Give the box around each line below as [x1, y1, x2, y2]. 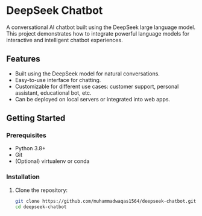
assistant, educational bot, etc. [14, 89, 92, 97]
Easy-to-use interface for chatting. [14, 76, 101, 83]
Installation [6, 173, 40, 181]
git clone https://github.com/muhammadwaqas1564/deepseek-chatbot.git [14, 198, 197, 204]
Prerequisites [6, 131, 46, 139]
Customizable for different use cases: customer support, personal [14, 83, 179, 90]
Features [6, 54, 40, 64]
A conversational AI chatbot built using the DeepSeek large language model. [6, 24, 196, 31]
